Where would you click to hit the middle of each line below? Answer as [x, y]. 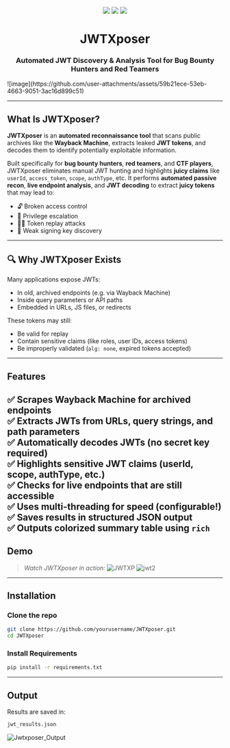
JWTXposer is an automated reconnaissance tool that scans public [104, 136]
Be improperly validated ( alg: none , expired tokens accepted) [104, 349]
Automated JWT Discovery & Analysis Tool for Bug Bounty [115, 60]
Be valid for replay [43, 334]
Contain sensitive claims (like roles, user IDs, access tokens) [102, 341]
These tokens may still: [39, 321]
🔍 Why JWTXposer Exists [64, 259]
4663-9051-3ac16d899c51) [46, 91]
